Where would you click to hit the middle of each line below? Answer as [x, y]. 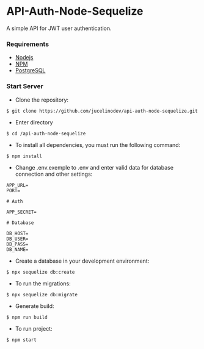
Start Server [25, 86]
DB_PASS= [17, 244]
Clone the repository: [42, 100]
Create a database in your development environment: [82, 261]
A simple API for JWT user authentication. [59, 28]
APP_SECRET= [21, 212]
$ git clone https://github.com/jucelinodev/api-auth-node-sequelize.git [102, 111]
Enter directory [34, 122]
